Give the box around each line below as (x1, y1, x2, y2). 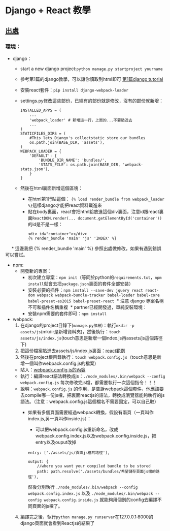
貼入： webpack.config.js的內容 (20, 366, 86, 372)
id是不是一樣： (32, 221, 63, 227)
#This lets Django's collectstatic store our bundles (29, 135, 146, 140)
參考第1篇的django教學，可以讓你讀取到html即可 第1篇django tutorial (20, 76, 163, 82)
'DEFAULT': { (29, 153, 57, 158)
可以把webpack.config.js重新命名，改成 (35, 426, 119, 432)
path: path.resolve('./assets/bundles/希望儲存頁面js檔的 (37, 468, 156, 474)
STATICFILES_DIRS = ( (20, 131, 66, 136)
